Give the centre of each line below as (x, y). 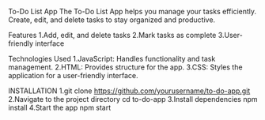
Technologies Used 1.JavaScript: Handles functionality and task (112, 59)
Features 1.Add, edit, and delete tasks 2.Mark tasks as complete (112, 35)
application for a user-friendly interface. (73, 75)
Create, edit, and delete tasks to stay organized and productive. (112, 20)
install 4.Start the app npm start (60, 107)
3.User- (230, 35)
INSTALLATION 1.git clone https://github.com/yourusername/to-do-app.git (129, 91)
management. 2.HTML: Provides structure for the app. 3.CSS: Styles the (125, 67)
